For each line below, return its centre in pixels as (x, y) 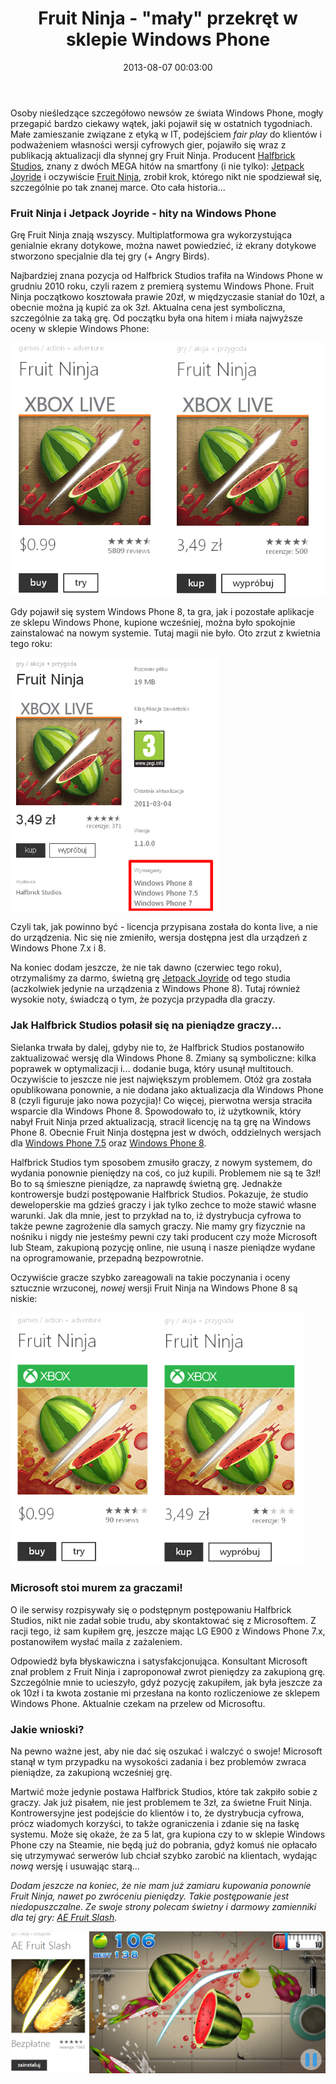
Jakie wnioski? (47, 1729)
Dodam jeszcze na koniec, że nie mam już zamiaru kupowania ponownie (161, 1886)
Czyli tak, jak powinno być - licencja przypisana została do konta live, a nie (164, 927)
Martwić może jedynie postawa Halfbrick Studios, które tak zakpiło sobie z (164, 1792)
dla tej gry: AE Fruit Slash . (64, 1918)
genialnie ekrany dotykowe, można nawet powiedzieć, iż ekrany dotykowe (163, 246)
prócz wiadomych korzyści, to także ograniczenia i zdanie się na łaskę (155, 1824)
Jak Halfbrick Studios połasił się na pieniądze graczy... (146, 1025)
